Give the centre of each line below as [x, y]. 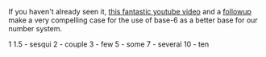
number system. [35, 28]
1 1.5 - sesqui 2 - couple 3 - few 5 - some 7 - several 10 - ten [109, 44]
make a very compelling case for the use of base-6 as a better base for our [133, 20]
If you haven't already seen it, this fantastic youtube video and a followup [130, 12]
